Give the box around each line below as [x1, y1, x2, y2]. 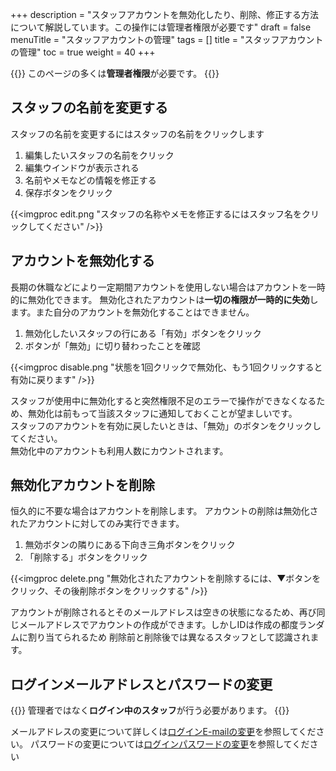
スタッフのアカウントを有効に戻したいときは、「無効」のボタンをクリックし [10, 419, 322, 432]
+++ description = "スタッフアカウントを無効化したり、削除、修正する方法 [10, 9, 319, 20]
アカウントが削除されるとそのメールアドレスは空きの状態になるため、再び [10, 606, 317, 618]
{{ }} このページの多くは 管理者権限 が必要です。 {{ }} [10, 68, 220, 79]
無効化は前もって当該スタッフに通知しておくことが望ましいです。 [27, 407, 298, 419]
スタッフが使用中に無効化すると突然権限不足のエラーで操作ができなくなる [10, 394, 317, 407]
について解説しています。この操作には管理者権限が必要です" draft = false [10, 21, 312, 33]
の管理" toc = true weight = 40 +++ [10, 46, 156, 58]
